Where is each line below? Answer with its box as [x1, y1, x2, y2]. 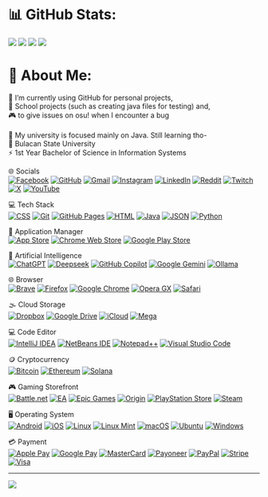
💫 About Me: [8, 66, 93, 85]
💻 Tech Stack [8, 200, 54, 209]
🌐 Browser [8, 274, 44, 284]
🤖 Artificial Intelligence [8, 250, 82, 260]
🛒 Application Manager [8, 226, 84, 236]
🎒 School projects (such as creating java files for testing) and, [8, 101, 211, 111]
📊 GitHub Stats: [8, 6, 117, 24]
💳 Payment [8, 436, 47, 447]
